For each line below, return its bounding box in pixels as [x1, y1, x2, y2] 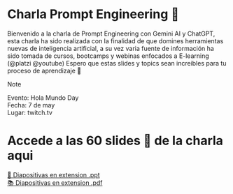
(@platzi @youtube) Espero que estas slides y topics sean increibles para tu [7, 59, 227, 67]
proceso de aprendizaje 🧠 [7, 66, 82, 75]
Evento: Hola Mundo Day [7, 94, 79, 102]
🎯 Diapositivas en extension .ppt [7, 170, 100, 179]
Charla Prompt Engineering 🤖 [7, 6, 180, 22]
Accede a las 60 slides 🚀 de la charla [7, 133, 224, 149]
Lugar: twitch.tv [7, 108, 52, 117]
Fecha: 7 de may [7, 100, 55, 109]
